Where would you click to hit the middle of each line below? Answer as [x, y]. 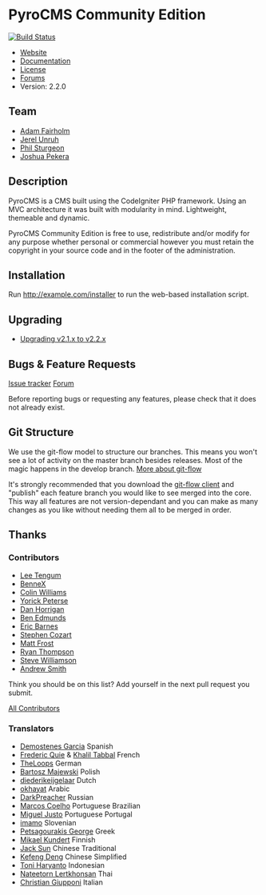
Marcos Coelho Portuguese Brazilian [80, 805]
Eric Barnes [39, 626]
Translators [31, 729]
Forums [32, 78]
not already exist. [37, 407]
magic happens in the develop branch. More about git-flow [105, 469]
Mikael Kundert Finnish [58, 839]
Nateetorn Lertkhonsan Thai [66, 873]
